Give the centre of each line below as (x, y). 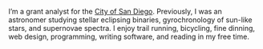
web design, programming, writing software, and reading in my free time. (129, 36)
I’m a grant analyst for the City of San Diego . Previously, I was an (115, 11)
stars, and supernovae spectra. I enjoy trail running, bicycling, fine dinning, (131, 28)
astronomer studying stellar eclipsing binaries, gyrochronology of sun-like (130, 20)
